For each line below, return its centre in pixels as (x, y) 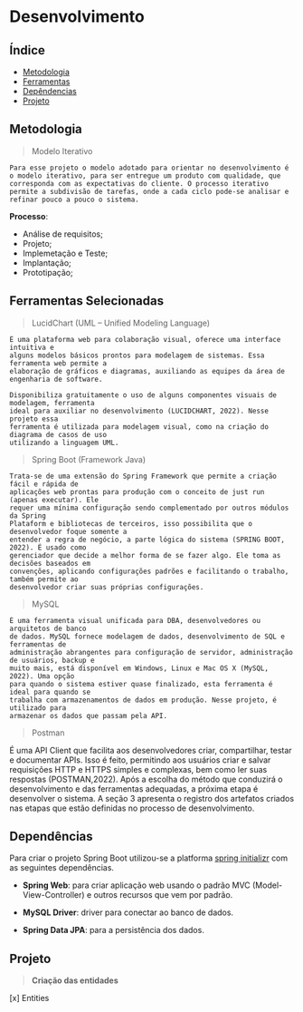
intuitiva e (32, 347)
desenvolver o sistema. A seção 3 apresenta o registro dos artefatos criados (152, 798)
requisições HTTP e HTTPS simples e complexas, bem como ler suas (138, 769)
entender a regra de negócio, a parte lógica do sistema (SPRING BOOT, (147, 540)
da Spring (28, 516)
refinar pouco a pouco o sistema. (75, 199)
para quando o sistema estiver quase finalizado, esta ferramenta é (141, 684)
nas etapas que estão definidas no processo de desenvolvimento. (132, 808)
